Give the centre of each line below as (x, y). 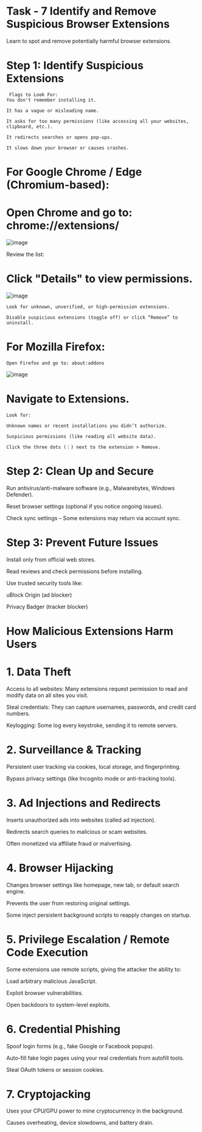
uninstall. (20, 323)
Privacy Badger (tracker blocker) (47, 606)
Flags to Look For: (34, 95)
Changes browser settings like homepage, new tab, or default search (93, 885)
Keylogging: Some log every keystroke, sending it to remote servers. (92, 725)
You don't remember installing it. (51, 100)
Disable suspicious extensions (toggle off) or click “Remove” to (92, 318)
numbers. (18, 714)
